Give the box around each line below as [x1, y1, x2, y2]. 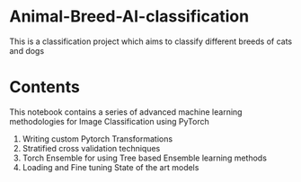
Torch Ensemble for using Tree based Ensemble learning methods [22, 152, 268, 163]
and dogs [9, 45, 45, 56]
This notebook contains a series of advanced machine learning [9, 106, 243, 117]
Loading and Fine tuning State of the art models [22, 161, 199, 172]
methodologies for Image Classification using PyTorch [9, 116, 209, 126]
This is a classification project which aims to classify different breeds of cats [9, 36, 293, 47]
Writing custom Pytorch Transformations [22, 133, 173, 144]
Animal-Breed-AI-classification [9, 6, 250, 27]
